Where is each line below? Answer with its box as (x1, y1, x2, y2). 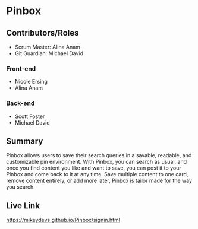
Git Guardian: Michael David (14, 50, 84, 57)
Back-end (6, 99, 35, 107)
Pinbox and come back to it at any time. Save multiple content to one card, (6, 171, 188, 178)
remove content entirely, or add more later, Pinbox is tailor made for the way (6, 177, 192, 185)
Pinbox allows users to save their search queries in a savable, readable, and (6, 152, 192, 159)
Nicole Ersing (14, 78, 48, 85)
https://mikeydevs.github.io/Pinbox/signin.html (6, 217, 121, 224)
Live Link (6, 201, 40, 211)
